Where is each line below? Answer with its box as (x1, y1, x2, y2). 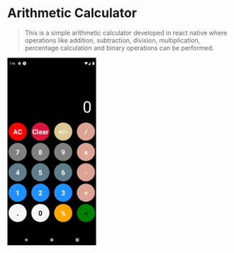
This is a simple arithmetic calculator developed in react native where (24, 28, 228, 37)
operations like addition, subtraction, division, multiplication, (24, 36, 201, 44)
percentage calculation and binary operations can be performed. (24, 43, 214, 52)
